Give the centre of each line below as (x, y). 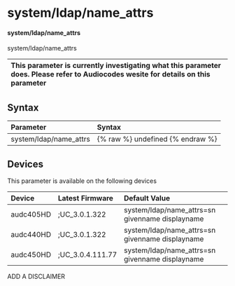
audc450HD (31, 255)
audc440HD (31, 235)
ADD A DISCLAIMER (36, 277)
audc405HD (31, 214)
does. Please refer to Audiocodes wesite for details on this (111, 74)
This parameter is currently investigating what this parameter (116, 66)
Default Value (147, 198)
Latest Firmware (86, 198)
